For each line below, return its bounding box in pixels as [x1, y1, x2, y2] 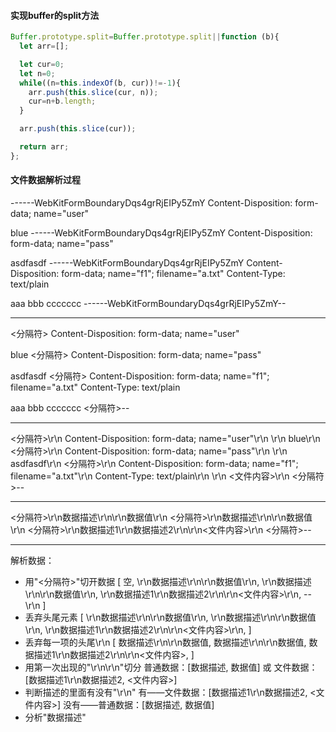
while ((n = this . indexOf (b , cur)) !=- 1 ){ [19, 78, 182, 88]
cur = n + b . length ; [28, 96, 97, 107]
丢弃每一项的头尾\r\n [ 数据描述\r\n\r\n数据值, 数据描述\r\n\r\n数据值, [24, 636, 307, 649]
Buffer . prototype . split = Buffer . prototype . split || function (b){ [10, 32, 280, 42]
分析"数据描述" [24, 711, 87, 724]
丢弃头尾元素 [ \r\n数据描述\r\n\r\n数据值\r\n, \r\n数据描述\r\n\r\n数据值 [24, 611, 317, 624]
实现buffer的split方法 [10, 9, 100, 21]
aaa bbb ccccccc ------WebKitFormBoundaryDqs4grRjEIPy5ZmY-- [10, 298, 287, 310]
